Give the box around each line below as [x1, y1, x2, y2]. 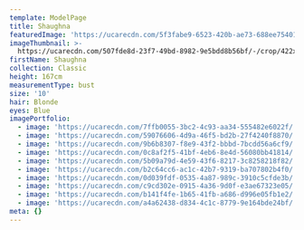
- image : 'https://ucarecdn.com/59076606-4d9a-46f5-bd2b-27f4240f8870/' [17, 131, 298, 140]
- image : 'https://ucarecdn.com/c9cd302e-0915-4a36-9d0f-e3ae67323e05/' [17, 182, 298, 191]
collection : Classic [9, 64, 88, 73]
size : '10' [9, 89, 51, 98]
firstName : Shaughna [9, 55, 88, 64]
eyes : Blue [9, 106, 51, 115]
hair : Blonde [9, 97, 59, 107]
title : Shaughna [9, 22, 71, 31]
